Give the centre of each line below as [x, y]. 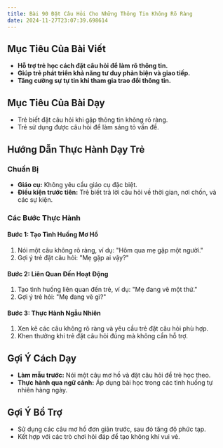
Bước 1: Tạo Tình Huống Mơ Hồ [53, 235]
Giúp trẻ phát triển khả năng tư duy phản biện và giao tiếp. [104, 73]
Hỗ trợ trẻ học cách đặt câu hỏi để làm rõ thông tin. [93, 66]
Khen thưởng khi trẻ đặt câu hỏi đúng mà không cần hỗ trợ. [102, 336]
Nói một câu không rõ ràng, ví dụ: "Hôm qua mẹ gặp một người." [110, 250]
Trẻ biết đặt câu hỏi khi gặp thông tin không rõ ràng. [93, 120]
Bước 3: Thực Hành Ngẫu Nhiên [54, 313]
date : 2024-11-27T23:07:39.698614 [58, 20]
